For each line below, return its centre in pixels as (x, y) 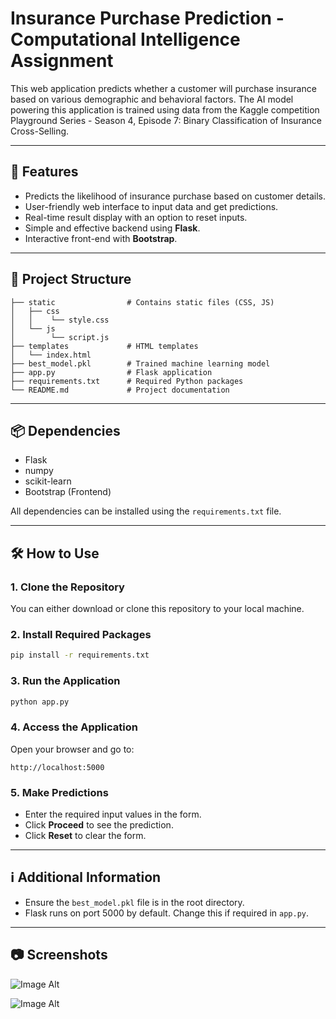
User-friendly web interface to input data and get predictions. (151, 206)
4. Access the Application (74, 727)
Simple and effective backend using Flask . (112, 228)
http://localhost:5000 (57, 767)
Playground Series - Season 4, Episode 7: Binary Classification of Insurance (166, 120)
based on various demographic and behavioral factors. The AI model (152, 99)
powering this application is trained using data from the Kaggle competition (165, 109)
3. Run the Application (65, 681)
